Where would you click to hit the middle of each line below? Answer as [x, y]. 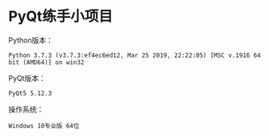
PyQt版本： [27, 78]
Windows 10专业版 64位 [44, 126]
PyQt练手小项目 [61, 16]
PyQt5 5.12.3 [30, 93]
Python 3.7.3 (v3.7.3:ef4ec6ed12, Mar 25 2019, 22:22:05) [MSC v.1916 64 [135, 55]
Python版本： [31, 40]
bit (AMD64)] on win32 [46, 62]
